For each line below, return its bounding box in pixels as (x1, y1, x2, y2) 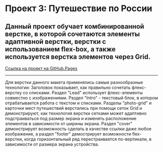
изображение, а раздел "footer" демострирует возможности (5, 131, 131, 136)
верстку (5, 90, 22, 95)
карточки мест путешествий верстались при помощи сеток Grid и (5, 105, 142, 111)
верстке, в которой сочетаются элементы (5, 30, 140, 38)
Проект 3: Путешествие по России (5, 3, 153, 14)
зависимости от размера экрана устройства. (5, 141, 99, 147)
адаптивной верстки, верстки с (5, 37, 106, 46)
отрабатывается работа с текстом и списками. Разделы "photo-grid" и (5, 100, 152, 106)
